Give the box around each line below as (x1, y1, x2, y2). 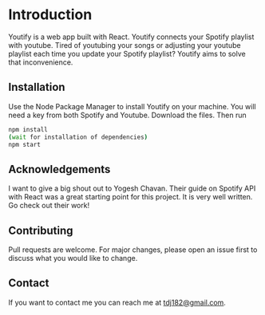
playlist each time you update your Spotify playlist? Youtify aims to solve (8, 49, 246, 58)
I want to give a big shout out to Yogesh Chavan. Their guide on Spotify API (8, 183, 256, 193)
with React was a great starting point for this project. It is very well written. (8, 192, 253, 202)
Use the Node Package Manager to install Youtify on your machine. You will (8, 101, 257, 111)
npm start (8, 140, 42, 148)
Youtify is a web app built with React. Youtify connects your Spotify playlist (8, 32, 255, 41)
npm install (8, 125, 48, 133)
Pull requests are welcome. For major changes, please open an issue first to (8, 245, 258, 254)
